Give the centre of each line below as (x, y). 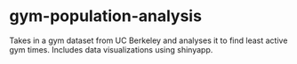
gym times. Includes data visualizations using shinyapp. (111, 49)
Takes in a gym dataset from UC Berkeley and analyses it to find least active (148, 40)
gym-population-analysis (106, 16)
